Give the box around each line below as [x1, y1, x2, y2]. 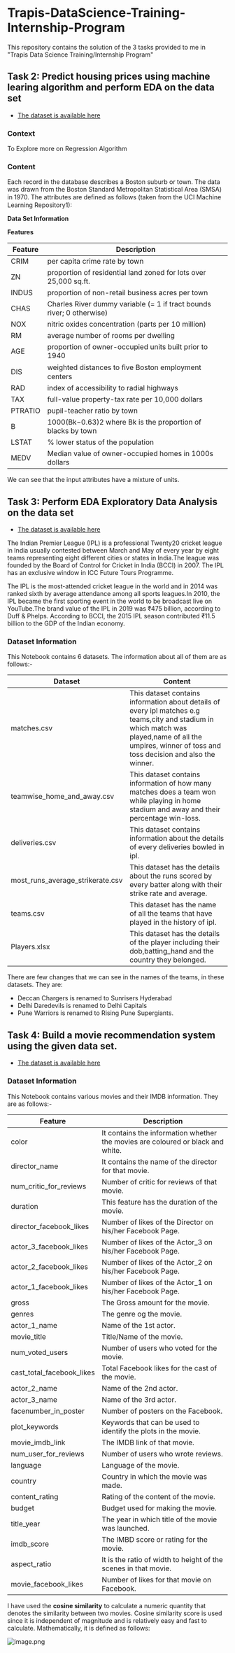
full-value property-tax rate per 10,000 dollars [47, 395, 203, 404]
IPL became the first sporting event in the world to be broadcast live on [7, 597, 213, 606]
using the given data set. [7, 1040, 117, 1052]
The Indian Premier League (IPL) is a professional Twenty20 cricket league [7, 539, 222, 547]
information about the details [129, 834, 225, 844]
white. [101, 1145, 122, 1155]
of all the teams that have [129, 909, 213, 918]
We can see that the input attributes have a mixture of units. [7, 476, 180, 484]
